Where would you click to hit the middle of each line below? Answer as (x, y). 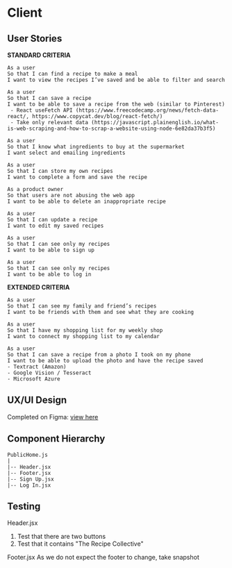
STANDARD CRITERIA (39, 55)
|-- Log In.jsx (29, 485)
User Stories (35, 39)
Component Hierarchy (56, 439)
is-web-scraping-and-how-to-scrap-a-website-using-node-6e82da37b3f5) (111, 128)
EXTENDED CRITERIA (39, 287)
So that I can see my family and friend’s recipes (82, 306)
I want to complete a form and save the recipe (77, 177)
